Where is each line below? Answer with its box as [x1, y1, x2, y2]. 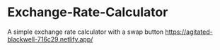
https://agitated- [165, 27, 214, 36]
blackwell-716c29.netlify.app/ [7, 35, 93, 43]
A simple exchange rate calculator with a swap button [7, 27, 164, 36]
